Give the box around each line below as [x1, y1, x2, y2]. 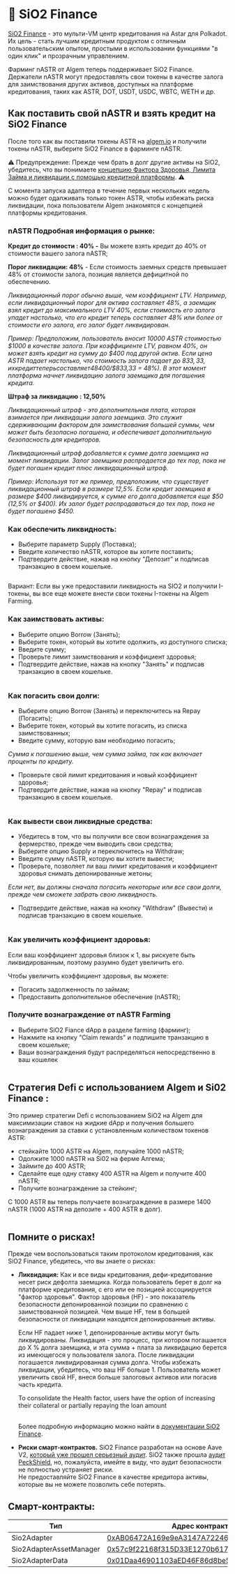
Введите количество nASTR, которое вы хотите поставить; [17, 548, 194, 556]
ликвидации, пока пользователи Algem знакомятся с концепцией [8, 201, 203, 209]
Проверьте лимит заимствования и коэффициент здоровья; [17, 652, 197, 661]
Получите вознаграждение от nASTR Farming [8, 1010, 171, 1019]
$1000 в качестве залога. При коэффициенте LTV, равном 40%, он [8, 342, 208, 350]
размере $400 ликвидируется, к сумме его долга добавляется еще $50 [8, 492, 224, 501]
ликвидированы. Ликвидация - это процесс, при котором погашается [17, 1336, 227, 1344]
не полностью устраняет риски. [17, 1465, 114, 1474]
